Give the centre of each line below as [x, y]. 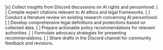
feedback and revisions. [29, 43]
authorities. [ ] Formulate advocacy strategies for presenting [66, 33]
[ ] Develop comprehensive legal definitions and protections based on [75, 22]
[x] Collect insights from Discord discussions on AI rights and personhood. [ [81, 7]
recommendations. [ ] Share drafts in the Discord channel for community [78, 38]
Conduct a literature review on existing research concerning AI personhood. [81, 17]
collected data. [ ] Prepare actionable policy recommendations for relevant [80, 28]
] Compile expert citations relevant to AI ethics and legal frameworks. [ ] [78, 12]
